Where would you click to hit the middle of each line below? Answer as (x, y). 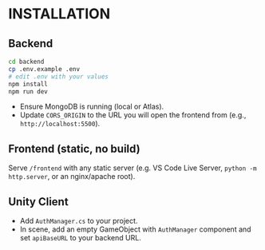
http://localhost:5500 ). (60, 124)
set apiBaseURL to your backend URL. (80, 238)
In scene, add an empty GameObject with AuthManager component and (135, 229)
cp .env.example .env (44, 69)
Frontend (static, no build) (75, 149)
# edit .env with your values (59, 77)
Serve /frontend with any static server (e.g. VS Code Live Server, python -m (132, 168)
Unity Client (39, 202)
